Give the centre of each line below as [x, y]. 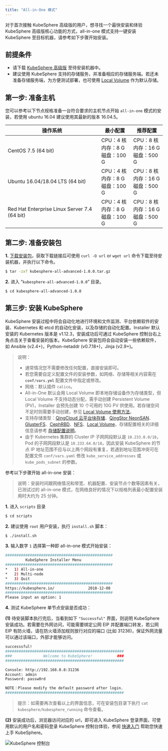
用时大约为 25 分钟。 [39, 496]
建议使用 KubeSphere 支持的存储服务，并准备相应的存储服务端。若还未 [85, 74]
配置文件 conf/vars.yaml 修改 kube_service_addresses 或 [83, 456]
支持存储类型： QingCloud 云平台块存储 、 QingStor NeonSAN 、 [89, 418]
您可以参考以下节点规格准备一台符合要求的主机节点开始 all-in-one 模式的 [81, 111]
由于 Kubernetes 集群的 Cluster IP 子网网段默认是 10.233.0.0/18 [91, 437]
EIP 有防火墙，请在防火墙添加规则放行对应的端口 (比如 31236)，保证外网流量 [84, 631]
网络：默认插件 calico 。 [50, 386]
